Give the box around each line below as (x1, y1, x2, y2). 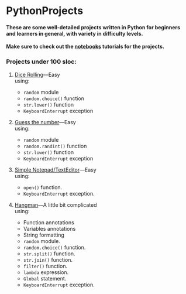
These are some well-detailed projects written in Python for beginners (6, 23, 180, 30)
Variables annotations (23, 225, 76, 232)
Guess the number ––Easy (14, 118, 76, 125)
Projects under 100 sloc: (6, 57, 77, 66)
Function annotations (23, 218, 74, 226)
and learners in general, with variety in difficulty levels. (6, 30, 143, 37)
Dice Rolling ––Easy (14, 71, 60, 78)
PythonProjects (6, 4, 84, 18)
